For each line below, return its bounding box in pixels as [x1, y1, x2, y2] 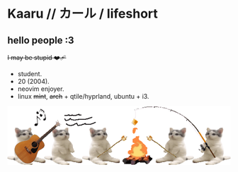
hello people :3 [7, 34, 74, 46]
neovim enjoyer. [17, 85, 64, 93]
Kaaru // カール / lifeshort [7, 6, 158, 22]
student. [17, 70, 42, 78]
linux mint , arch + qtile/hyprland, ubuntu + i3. [17, 92, 149, 100]
